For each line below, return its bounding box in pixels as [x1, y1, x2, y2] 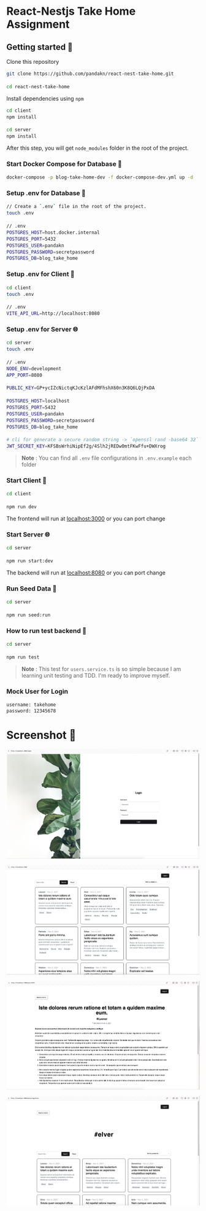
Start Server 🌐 [6, 530, 50, 539]
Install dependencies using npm [6, 95, 84, 102]
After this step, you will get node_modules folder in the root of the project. [6, 144, 189, 152]
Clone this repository [6, 58, 59, 65]
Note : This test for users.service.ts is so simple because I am [21, 665, 181, 673]
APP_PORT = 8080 [6, 372, 43, 378]
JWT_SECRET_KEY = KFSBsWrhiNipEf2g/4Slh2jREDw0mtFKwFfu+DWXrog [6, 443, 166, 449]
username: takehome [6, 702, 56, 708]
